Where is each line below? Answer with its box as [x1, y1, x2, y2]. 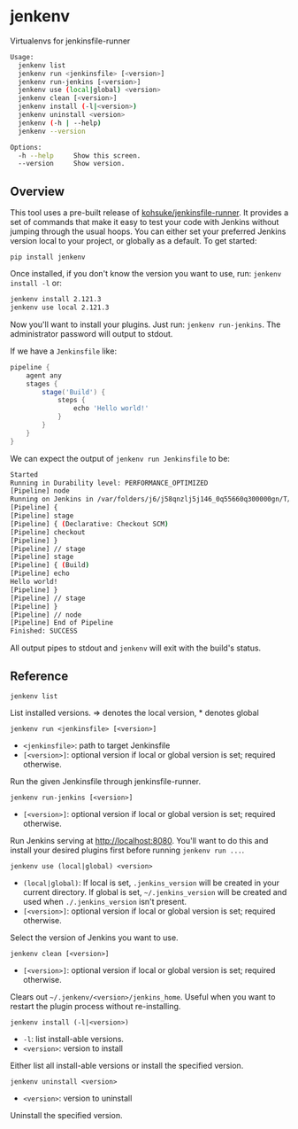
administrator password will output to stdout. [10, 328, 173, 339]
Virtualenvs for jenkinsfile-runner [10, 35, 131, 46]
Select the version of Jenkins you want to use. [10, 932, 180, 943]
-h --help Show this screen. [18, 151, 141, 160]
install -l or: [10, 277, 63, 289]
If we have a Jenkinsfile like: [10, 346, 118, 356]
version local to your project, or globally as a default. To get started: [10, 236, 257, 246]
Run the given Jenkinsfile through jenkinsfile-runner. [10, 775, 202, 786]
